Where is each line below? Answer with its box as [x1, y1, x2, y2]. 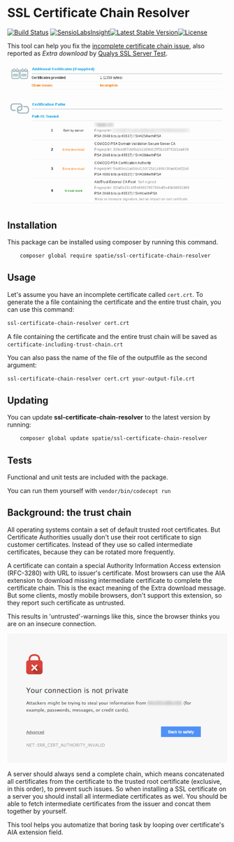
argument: [7, 361, 37, 369]
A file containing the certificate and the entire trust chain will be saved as [7, 332, 218, 340]
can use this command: [7, 305, 75, 313]
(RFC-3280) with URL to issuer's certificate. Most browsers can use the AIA [7, 569, 226, 577]
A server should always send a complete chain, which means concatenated [7, 769, 225, 778]
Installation [7, 219, 57, 231]
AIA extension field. [7, 828, 64, 836]
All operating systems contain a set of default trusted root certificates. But [7, 525, 221, 534]
